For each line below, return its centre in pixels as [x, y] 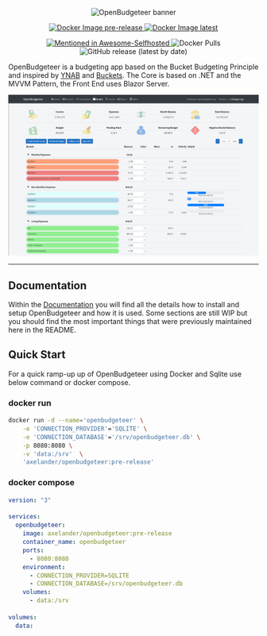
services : [25, 517]
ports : [33, 550]
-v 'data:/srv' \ [53, 454]
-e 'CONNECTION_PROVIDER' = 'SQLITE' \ [85, 429]
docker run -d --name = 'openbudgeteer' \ [76, 421]
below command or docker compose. [70, 382]
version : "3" [30, 500]
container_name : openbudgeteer [74, 542]
